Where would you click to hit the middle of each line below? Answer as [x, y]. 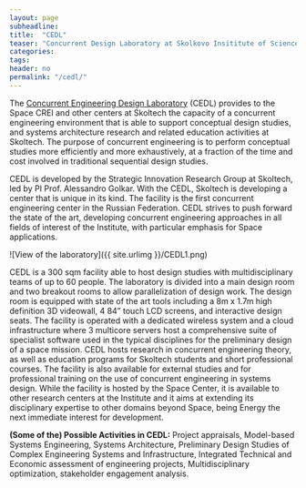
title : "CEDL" [38, 35]
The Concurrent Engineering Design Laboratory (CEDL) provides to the [143, 103]
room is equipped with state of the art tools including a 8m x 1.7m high [141, 300]
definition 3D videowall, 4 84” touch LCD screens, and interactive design [146, 310]
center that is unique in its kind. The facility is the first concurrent [132, 198]
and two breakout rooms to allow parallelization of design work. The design [151, 291]
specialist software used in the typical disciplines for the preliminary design [151, 340]
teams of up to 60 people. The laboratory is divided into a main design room [152, 281]
